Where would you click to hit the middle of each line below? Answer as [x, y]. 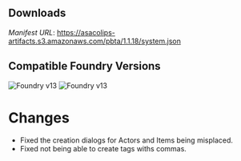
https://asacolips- [86, 32]
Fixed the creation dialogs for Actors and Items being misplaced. [127, 140]
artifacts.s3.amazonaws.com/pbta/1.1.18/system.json [95, 41]
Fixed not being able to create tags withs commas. [103, 148]
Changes [39, 117]
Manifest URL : [32, 32]
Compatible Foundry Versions [85, 66]
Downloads [37, 13]
